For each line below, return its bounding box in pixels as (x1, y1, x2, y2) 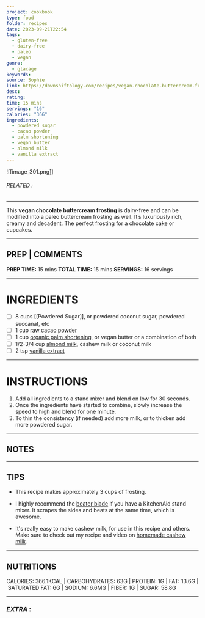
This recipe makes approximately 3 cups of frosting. (15, 488, 146, 496)
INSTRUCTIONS (6, 374, 88, 388)
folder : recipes (6, 20, 48, 26)
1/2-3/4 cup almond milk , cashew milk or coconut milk (15, 340, 152, 347)
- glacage (12, 65, 37, 72)
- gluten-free (12, 37, 48, 43)
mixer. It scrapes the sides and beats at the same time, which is (15, 507, 175, 514)
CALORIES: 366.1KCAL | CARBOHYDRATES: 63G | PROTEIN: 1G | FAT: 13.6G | (6, 578, 199, 585)
